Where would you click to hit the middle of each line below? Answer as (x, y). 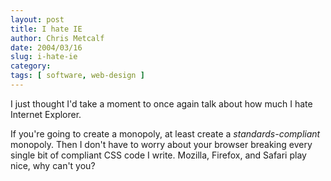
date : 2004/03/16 (46, 47)
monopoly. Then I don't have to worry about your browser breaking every (161, 144)
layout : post (37, 19)
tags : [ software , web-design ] (77, 76)
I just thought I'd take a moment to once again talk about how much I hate (161, 103)
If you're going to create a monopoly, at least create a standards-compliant (165, 133)
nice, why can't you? (53, 165)
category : (31, 66)
